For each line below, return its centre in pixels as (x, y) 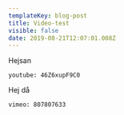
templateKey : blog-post (48, 16)
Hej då (19, 90)
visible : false (34, 30)
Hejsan (20, 61)
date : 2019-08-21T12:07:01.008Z (62, 38)
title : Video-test (39, 23)
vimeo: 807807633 (37, 105)
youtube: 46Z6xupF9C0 (44, 75)
